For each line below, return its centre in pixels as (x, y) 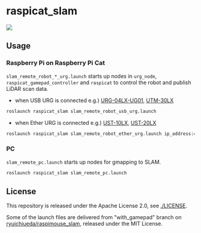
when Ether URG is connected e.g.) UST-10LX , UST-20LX (86, 122)
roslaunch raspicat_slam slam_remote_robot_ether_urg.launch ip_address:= (101, 134)
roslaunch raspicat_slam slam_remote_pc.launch (67, 173)
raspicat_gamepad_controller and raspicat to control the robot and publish (99, 82)
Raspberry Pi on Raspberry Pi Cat (56, 63)
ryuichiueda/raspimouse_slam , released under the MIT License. (84, 224)
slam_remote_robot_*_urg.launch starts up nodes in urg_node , (82, 76)
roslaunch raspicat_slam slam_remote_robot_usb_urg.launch (81, 111)
